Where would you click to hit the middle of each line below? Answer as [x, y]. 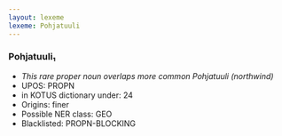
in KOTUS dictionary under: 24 [77, 95]
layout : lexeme [36, 17]
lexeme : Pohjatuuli [44, 26]
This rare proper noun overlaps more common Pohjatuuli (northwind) [147, 76]
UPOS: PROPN [47, 85]
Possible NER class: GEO [67, 114]
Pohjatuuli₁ [32, 57]
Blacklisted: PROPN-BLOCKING [78, 123]
